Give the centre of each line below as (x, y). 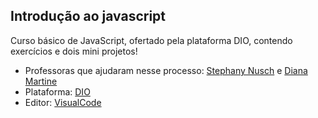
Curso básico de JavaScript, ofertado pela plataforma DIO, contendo (151, 40)
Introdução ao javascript (88, 16)
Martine (41, 81)
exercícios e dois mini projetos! (74, 51)
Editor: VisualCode (63, 102)
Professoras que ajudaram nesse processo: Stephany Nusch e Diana (166, 70)
